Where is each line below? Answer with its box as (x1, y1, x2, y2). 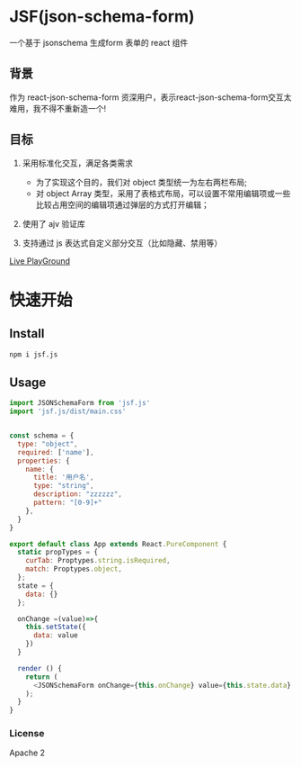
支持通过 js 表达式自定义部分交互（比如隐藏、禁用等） (22, 237, 223, 248)
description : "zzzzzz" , (32, 490, 123, 499)
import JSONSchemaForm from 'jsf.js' (9, 399, 151, 408)
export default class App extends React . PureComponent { (9, 539, 227, 548)
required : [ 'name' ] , (17, 447, 94, 456)
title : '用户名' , (32, 473, 94, 483)
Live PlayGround (9, 255, 70, 266)
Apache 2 (9, 747, 46, 758)
